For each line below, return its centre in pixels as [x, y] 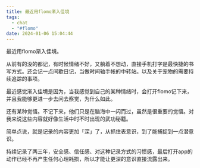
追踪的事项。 [27, 79]
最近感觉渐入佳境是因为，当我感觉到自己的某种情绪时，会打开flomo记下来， [99, 91]
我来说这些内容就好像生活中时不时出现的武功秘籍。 [69, 119]
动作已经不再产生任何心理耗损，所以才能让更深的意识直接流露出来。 [90, 159]
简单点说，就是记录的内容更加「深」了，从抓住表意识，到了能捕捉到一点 [95, 132]
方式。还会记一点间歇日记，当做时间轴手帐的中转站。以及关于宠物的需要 [100, 71]
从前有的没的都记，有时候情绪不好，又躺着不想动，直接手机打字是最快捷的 [97, 64]
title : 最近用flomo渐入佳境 [38, 12]
